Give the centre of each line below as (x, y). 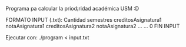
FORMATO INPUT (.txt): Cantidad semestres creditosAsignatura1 (84, 20)
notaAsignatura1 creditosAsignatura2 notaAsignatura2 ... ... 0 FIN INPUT (93, 26)
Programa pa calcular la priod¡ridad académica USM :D (72, 9)
